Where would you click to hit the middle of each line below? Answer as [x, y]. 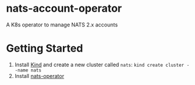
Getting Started [45, 48]
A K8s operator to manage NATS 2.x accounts [62, 25]
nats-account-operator [64, 8]
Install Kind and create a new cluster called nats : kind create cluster [99, 64]
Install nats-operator [39, 76]
